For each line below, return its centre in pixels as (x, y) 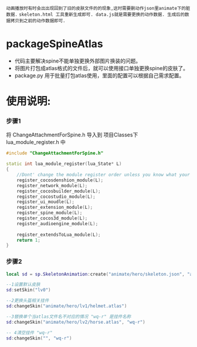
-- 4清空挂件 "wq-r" (29, 332)
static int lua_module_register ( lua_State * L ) (64, 164)
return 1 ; (29, 240)
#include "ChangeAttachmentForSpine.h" (55, 153)
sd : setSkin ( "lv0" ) (28, 290)
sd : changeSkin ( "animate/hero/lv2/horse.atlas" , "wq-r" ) (76, 322)
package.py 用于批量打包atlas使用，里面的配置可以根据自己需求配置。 (99, 75)
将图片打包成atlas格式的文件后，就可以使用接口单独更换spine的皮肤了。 (101, 68)
